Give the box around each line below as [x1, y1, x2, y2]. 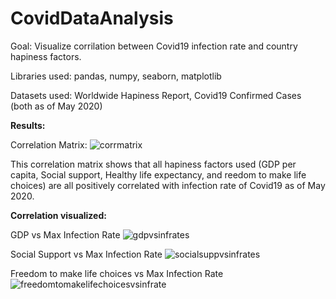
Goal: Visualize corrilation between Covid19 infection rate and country [10, 40, 298, 52]
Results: [10, 119, 46, 131]
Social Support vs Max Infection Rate [10, 248, 163, 260]
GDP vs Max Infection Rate [10, 228, 121, 241]
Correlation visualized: [10, 209, 107, 221]
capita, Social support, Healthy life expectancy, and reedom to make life [10, 168, 307, 181]
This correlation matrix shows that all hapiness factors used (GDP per [10, 158, 297, 170]
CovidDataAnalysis [10, 7, 174, 30]
